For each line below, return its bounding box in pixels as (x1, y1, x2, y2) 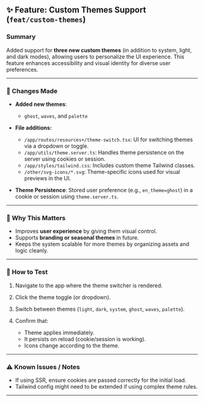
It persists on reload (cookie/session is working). (24, 335, 146, 342)
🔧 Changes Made (6, 86, 58, 95)
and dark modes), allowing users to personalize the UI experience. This (6, 53, 185, 60)
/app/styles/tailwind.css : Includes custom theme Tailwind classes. (24, 161, 195, 169)
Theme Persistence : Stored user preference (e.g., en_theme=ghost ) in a (15, 186, 193, 193)
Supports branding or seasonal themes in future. (15, 234, 140, 241)
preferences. (6, 66, 38, 73)
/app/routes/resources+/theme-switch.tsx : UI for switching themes (24, 136, 193, 143)
